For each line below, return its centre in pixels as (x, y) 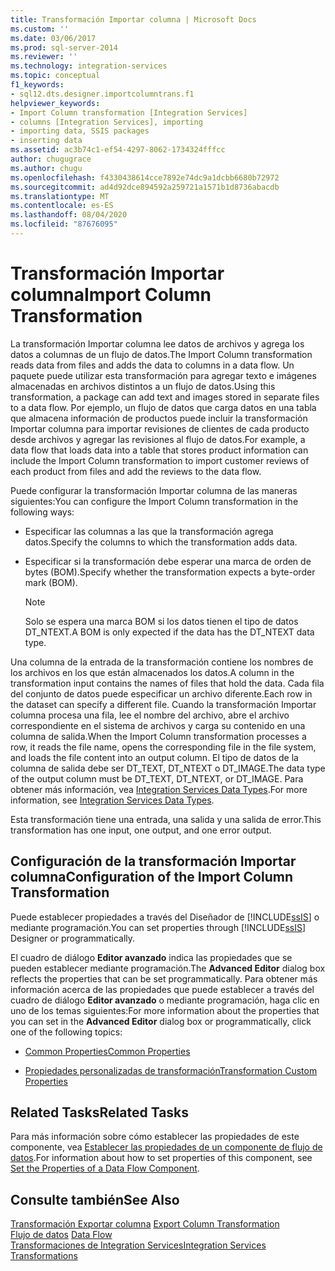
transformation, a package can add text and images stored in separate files (165, 397)
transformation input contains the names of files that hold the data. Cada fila (167, 683)
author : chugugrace (51, 159)
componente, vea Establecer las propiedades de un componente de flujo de (166, 1147)
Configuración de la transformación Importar (153, 861)
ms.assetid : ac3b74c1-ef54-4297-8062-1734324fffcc (118, 150)
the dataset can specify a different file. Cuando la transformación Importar (163, 704)
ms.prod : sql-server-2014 (64, 47)
